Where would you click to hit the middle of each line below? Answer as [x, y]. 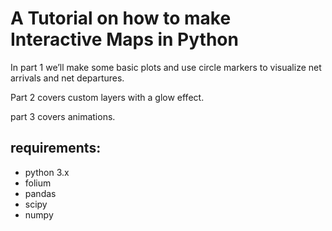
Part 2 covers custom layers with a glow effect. [107, 97]
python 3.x [47, 172]
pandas [40, 193]
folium [38, 183]
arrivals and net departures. [67, 78]
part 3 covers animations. [63, 116]
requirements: [56, 148]
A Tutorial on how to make [121, 18]
